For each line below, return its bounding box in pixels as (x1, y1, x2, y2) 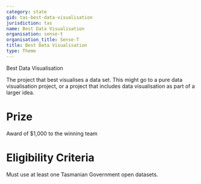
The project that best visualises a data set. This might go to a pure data (6, 76, 183, 83)
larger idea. (6, 88, 35, 96)
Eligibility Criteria (6, 151, 95, 164)
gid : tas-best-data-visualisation (6, 14, 93, 20)
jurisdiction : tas (6, 20, 52, 26)
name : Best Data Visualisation (6, 25, 85, 32)
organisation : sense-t (6, 31, 63, 37)
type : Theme (6, 48, 36, 54)
